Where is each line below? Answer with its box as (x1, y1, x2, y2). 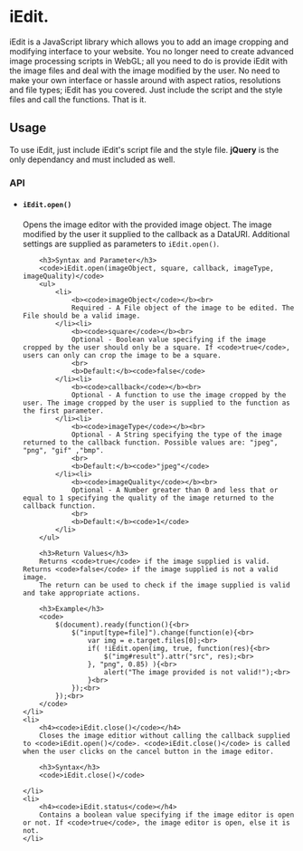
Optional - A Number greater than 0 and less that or (71, 485, 279, 494)
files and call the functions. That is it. (9, 93, 147, 105)
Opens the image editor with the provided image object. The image (22, 219, 272, 230)
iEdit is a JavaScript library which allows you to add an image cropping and (9, 36, 289, 47)
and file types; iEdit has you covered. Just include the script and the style (9, 84, 283, 95)
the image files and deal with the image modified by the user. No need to (9, 65, 280, 76)
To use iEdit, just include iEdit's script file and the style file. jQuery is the (9, 144, 279, 155)
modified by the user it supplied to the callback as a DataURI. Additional (22, 228, 290, 239)
